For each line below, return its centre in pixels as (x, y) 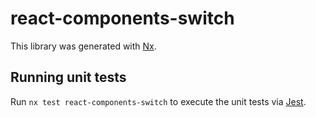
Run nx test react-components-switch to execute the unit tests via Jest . (158, 101)
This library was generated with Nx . (83, 46)
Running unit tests (68, 77)
